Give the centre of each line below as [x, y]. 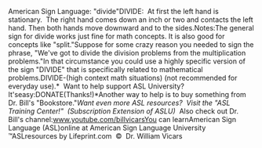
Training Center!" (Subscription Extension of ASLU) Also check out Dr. [124, 111]
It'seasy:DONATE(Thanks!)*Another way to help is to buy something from [127, 94]
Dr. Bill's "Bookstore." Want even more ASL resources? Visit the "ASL [119, 103]
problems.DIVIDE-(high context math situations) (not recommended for [123, 78]
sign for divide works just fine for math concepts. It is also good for [116, 36]
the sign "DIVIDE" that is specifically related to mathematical [106, 69]
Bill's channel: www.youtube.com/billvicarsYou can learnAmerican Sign [122, 119]
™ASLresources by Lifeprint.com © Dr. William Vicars [95, 136]
